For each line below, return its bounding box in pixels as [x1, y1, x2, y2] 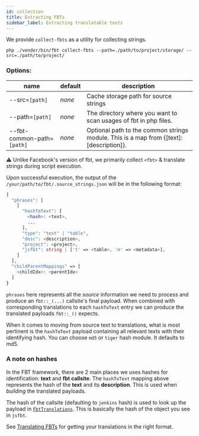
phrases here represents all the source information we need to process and [6, 290, 189, 298]
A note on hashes [6, 355, 57, 363]
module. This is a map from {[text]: [86, 133, 183, 141]
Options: [6, 67, 32, 75]
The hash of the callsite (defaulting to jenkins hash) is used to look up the [6, 399, 187, 406]
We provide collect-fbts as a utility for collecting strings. [6, 36, 147, 43]
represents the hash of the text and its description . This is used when [6, 381, 178, 388]
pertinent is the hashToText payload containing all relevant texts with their [6, 327, 185, 334]
